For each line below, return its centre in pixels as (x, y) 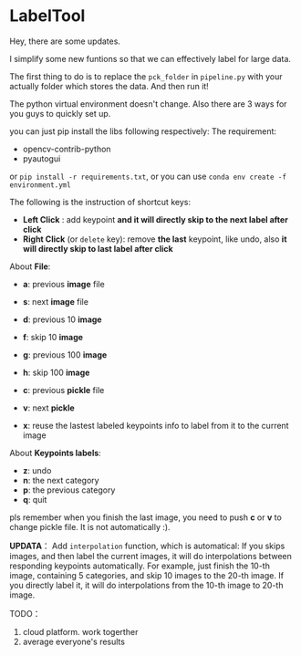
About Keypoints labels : (56, 453)
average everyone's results (74, 641)
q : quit (35, 499)
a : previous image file (63, 284)
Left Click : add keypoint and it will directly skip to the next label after (156, 219)
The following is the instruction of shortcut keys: (100, 202)
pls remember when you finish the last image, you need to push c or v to (146, 517)
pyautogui (42, 158)
